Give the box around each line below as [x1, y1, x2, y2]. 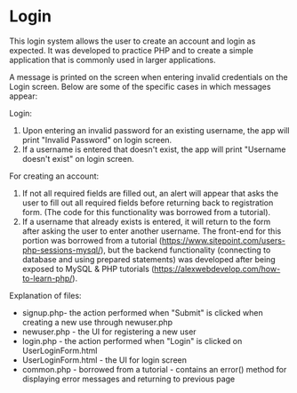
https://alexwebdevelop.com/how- [154, 263, 281, 274]
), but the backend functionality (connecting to [100, 245, 271, 255]
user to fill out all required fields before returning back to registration [21, 197, 274, 208]
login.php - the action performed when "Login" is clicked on [21, 335, 243, 346]
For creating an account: [9, 171, 100, 181]
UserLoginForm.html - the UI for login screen [21, 354, 187, 365]
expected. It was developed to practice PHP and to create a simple [9, 44, 253, 55]
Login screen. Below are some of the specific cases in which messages [9, 81, 271, 92]
